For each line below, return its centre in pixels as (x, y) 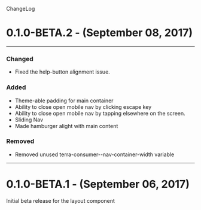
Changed (20, 59)
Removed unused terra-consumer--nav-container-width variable (95, 154)
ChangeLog (21, 9)
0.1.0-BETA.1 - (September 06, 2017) (98, 184)
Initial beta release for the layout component (61, 200)
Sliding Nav (29, 120)
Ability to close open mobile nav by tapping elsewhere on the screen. (100, 113)
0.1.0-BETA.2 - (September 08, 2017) (100, 33)
